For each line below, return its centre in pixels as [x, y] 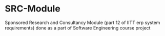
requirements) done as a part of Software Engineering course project [78, 27]
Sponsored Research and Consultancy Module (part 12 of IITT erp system [82, 22]
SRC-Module [33, 9]
